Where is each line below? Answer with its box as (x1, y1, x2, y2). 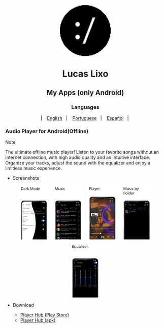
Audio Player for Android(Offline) (5, 127, 89, 135)
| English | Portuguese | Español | (40, 115, 129, 121)
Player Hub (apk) (20, 317, 56, 323)
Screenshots (12, 175, 40, 181)
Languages (71, 104, 100, 111)
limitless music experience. (5, 165, 62, 172)
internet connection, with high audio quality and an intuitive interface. (5, 154, 151, 160)
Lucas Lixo (62, 68, 109, 80)
